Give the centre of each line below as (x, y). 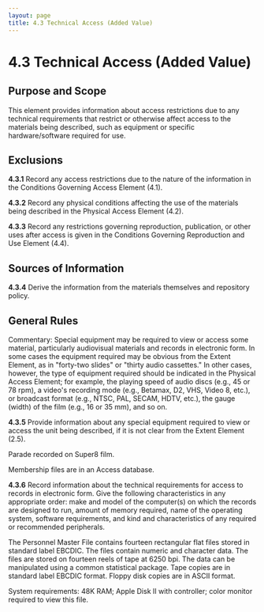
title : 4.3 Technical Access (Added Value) (81, 23)
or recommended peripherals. (56, 527)
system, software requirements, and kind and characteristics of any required (132, 518)
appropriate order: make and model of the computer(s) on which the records (132, 501)
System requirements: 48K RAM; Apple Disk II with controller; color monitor (130, 591)
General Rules (43, 321)
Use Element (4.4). (39, 244)
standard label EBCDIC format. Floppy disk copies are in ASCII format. (122, 576)
